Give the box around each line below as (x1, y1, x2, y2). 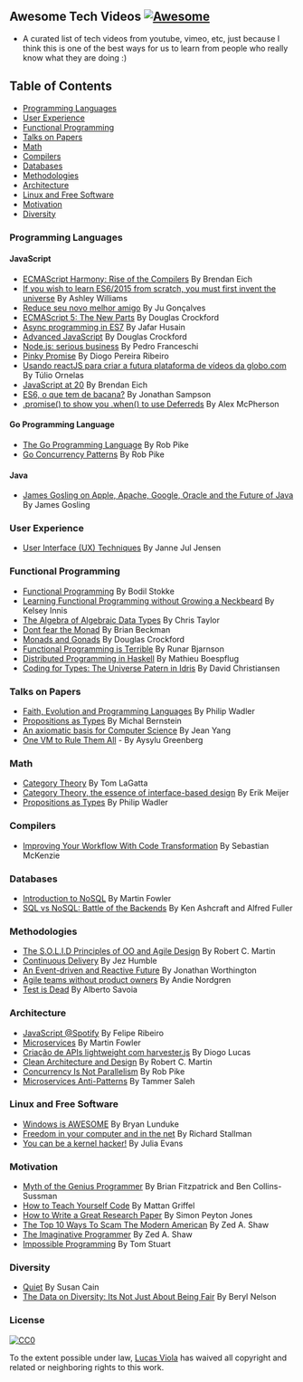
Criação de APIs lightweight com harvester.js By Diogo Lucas (22, 1046, 251, 1057)
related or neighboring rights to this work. (9, 1361, 165, 1372)
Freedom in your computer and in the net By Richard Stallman (22, 1128, 252, 1139)
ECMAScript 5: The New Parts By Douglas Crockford (22, 311, 220, 322)
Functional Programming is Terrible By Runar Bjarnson (22, 643, 224, 654)
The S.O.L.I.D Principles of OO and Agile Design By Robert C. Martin (22, 946, 276, 957)
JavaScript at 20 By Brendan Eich (22, 379, 147, 390)
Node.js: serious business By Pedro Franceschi (22, 340, 199, 351)
